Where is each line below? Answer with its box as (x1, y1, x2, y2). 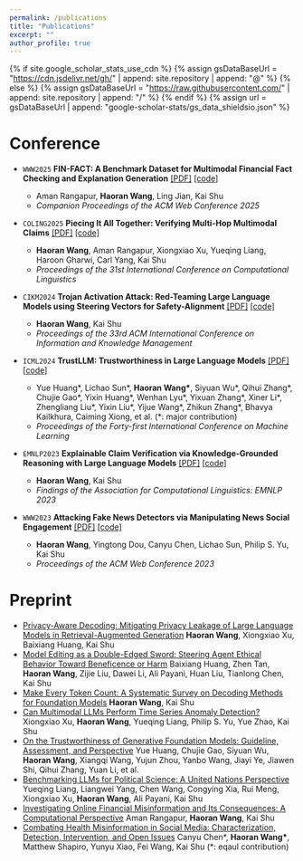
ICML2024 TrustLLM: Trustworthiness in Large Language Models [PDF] (22, 355, 289, 367)
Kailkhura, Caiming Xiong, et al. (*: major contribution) (35, 411, 238, 422)
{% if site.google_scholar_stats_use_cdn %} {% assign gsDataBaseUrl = (9, 63, 278, 74)
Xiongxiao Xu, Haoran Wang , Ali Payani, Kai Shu (22, 793, 204, 804)
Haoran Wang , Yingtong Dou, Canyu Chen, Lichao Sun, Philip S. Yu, (35, 540, 289, 550)
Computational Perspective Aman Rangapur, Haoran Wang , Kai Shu (22, 812, 276, 824)
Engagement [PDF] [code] (22, 521, 122, 532)
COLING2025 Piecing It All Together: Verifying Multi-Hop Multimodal (22, 218, 278, 229)
